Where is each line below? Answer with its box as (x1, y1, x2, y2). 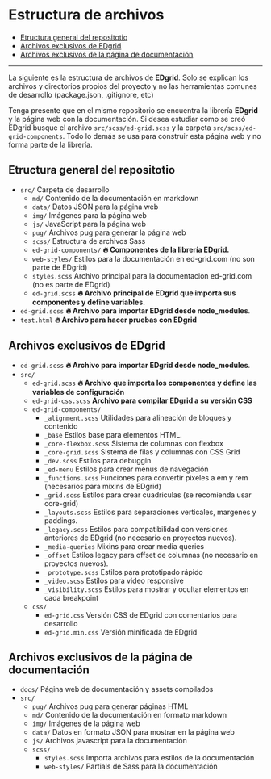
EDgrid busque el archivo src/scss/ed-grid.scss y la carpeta (8, 123, 211, 132)
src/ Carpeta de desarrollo (19, 184, 110, 195)
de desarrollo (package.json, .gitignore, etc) (8, 90, 155, 99)
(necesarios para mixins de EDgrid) (44, 481, 162, 491)
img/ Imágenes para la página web (31, 210, 147, 220)
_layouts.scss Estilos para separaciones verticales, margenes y (44, 507, 256, 517)
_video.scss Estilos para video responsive (44, 576, 184, 585)
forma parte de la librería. (8, 140, 93, 149)
